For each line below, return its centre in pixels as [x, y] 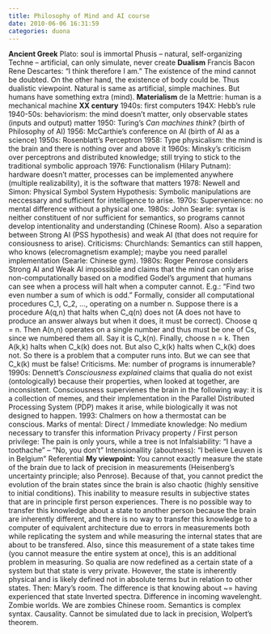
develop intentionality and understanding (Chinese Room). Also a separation [135, 226]
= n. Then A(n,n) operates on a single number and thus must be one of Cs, [133, 330]
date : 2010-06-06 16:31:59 [54, 24]
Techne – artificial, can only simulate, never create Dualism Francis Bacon [132, 62]
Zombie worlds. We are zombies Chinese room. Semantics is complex [125, 606]
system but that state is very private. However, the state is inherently [123, 571]
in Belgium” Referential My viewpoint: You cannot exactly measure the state [135, 459]
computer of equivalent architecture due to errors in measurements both [129, 528]
